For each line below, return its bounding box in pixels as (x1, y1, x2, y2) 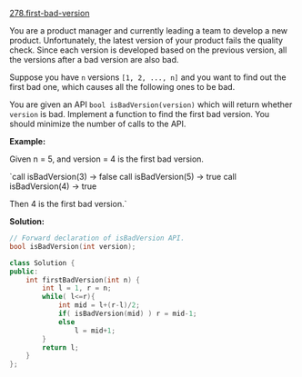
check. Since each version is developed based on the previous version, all (9, 45, 287, 55)
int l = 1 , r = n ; (42, 283, 112, 293)
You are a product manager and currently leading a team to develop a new (9, 25, 288, 35)
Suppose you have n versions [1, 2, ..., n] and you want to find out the (9, 72, 287, 83)
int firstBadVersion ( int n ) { (25, 275, 141, 284)
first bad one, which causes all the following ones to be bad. (9, 82, 236, 92)
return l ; (42, 342, 79, 352)
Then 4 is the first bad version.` (9, 199, 127, 209)
